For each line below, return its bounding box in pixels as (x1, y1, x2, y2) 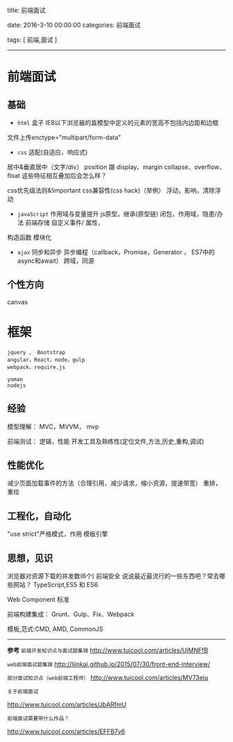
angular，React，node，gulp (7, 356, 85, 363)
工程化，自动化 (7, 510, 71, 522)
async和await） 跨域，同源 (17, 256, 95, 265)
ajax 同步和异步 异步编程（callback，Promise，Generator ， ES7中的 (17, 248, 215, 256)
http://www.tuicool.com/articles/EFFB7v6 (7, 727, 126, 735)
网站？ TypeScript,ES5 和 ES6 (12, 581, 98, 588)
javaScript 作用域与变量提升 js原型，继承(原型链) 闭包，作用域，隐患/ (17, 210, 217, 217)
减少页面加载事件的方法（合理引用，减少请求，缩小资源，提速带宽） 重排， (7, 479, 222, 488)
